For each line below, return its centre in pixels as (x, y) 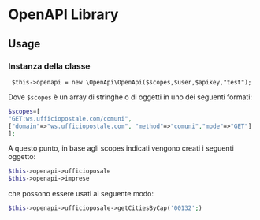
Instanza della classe (49, 66)
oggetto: (22, 157)
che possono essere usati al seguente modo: (81, 194)
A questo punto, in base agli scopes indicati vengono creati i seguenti (121, 148)
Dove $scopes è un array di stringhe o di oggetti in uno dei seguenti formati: (130, 97)
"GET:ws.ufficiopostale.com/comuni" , (70, 119)
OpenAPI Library (63, 15)
